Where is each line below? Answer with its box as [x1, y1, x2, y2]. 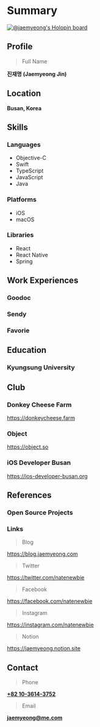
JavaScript [15, 174, 43, 181]
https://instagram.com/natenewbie [7, 621, 94, 628]
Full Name [21, 57, 48, 65]
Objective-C [15, 154, 47, 161]
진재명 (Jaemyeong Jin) [7, 70, 67, 77]
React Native [15, 251, 48, 258]
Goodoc [7, 294, 31, 302]
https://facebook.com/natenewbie [7, 598, 93, 605]
